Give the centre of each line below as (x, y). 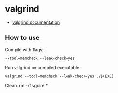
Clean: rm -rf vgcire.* (26, 85)
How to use (22, 38)
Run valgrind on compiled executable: (43, 67)
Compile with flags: (24, 49)
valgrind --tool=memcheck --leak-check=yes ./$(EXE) (59, 76)
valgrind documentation (36, 22)
